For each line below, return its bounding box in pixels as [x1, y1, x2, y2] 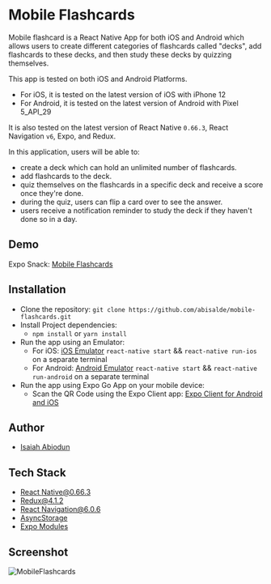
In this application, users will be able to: [8, 147, 140, 156]
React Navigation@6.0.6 [19, 505, 101, 514]
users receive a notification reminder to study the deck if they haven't [19, 205, 252, 215]
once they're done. [19, 188, 83, 198]
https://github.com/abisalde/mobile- [128, 305, 256, 313]
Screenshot [8, 545, 69, 559]
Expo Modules [19, 522, 69, 531]
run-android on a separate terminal [32, 371, 150, 382]
